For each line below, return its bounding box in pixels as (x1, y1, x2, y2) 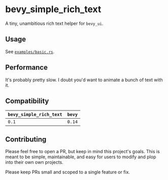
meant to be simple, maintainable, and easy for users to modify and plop (5, 154, 156, 160)
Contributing (5, 135, 47, 143)
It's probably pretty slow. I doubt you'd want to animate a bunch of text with (5, 77, 163, 83)
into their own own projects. (5, 159, 64, 165)
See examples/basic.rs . (5, 48, 55, 54)
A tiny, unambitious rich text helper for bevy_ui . (5, 20, 104, 26)
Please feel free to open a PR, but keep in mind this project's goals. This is (5, 149, 160, 155)
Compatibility (5, 96, 49, 105)
